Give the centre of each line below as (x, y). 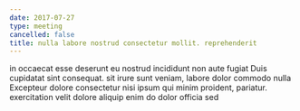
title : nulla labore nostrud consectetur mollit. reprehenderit (133, 43)
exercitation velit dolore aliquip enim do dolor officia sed (114, 97)
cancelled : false (42, 34)
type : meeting (36, 26)
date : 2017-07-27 (42, 18)
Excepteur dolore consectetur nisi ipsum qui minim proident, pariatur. (138, 88)
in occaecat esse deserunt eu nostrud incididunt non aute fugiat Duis (138, 69)
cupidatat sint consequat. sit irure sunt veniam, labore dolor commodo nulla (150, 79)
